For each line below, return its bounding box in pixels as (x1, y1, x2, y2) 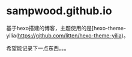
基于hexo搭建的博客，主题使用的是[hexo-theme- (6, 24, 127, 31)
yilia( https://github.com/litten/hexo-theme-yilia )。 (6, 31, 129, 39)
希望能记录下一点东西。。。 (6, 45, 70, 52)
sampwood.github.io (6, 4, 112, 18)
